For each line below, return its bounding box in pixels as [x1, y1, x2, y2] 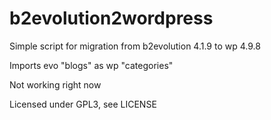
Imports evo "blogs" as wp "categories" [9, 59, 174, 71]
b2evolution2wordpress [9, 7, 214, 30]
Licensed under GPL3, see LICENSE [9, 98, 157, 110]
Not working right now [9, 78, 102, 91]
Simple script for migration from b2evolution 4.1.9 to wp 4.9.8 [9, 40, 261, 52]
